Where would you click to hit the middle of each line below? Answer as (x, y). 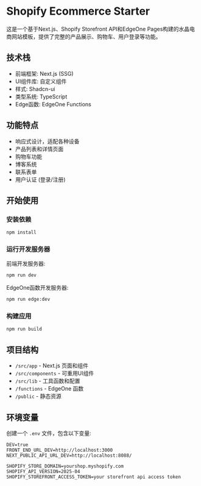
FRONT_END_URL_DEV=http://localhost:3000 (60, 450)
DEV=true (17, 444)
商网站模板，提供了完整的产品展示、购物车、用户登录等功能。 (84, 36)
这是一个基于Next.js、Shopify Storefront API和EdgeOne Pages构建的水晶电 (100, 29)
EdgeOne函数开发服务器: (37, 288)
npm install (21, 233)
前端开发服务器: (26, 263)
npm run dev (21, 275)
